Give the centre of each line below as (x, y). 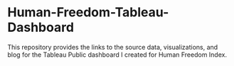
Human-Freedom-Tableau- (88, 12)
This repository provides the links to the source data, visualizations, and (113, 47)
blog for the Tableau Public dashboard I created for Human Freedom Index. (117, 55)
